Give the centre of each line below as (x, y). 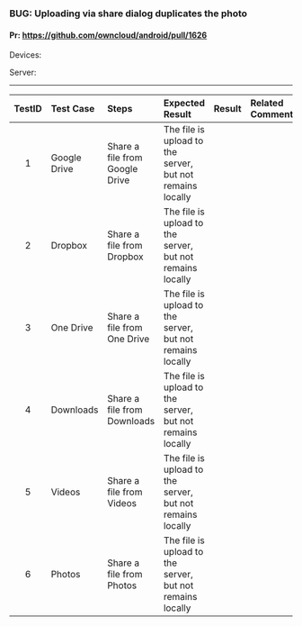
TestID (28, 109)
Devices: (26, 55)
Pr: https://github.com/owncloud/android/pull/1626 (108, 35)
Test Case (73, 109)
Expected (184, 104)
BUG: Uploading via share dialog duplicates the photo (129, 14)
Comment (272, 114)
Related (267, 104)
